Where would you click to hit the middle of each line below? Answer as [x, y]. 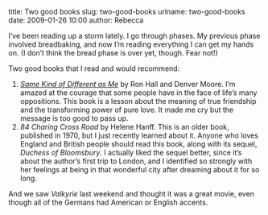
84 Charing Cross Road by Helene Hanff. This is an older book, [124, 127]
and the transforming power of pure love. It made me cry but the [127, 110]
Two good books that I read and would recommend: [94, 68]
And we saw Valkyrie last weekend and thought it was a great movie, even [132, 194]
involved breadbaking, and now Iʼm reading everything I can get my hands [131, 44]
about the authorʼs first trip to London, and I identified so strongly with [136, 161]
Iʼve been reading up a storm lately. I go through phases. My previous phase [134, 36]
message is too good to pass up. [74, 118]
